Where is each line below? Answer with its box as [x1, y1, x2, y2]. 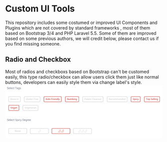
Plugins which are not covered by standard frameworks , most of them [5, 24, 150, 30]
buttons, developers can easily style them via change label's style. [5, 79, 142, 85]
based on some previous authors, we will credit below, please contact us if [5, 35, 159, 41]
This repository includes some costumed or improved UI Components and [5, 19, 157, 25]
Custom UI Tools [5, 3, 75, 14]
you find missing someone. [5, 40, 61, 46]
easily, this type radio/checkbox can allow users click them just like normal [5, 73, 159, 80]
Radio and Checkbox [5, 55, 71, 64]
